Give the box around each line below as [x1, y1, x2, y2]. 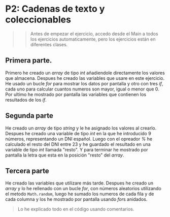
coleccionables [5, 14, 71, 25]
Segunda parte [5, 111, 53, 120]
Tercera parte [5, 166, 49, 175]
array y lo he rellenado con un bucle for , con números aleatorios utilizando [5, 185, 161, 192]
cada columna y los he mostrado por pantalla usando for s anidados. [5, 196, 148, 202]
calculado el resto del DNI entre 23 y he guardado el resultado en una [5, 141, 151, 147]
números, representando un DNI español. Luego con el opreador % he [5, 136, 153, 142]
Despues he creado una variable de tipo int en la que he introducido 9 [5, 130, 151, 136]
